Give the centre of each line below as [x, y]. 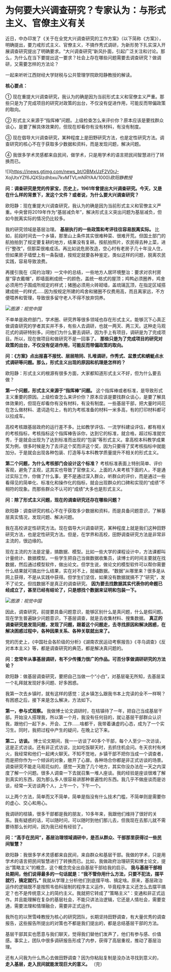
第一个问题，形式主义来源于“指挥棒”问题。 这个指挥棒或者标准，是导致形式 [84, 390]
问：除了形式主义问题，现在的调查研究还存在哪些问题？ [63, 500]
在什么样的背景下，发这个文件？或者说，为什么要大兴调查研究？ [72, 194]
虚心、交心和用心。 [30, 803]
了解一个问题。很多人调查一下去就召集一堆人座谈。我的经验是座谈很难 [83, 772]
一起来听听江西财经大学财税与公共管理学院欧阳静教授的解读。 [70, 75]
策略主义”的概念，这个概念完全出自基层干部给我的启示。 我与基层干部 [85, 867]
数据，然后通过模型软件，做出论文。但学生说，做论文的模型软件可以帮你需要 [85, 564]
